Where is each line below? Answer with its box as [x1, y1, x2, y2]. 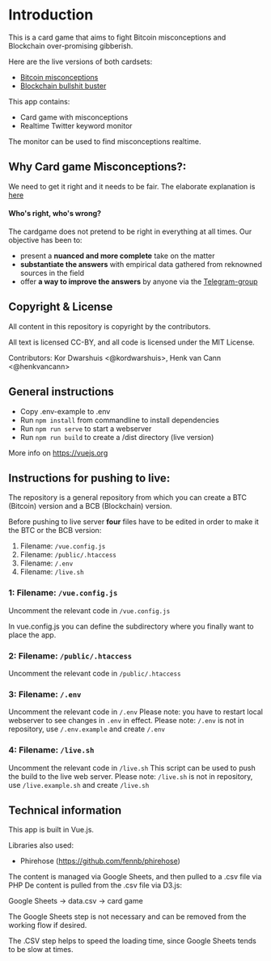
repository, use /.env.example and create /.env [8, 724, 166, 734]
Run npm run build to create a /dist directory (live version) [19, 432, 214, 442]
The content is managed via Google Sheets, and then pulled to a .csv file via [8, 872, 262, 882]
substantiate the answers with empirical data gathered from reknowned [19, 259, 263, 269]
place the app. [8, 629, 57, 640]
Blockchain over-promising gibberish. [8, 40, 133, 50]
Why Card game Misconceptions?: [8, 160, 187, 174]
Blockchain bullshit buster [19, 81, 107, 91]
